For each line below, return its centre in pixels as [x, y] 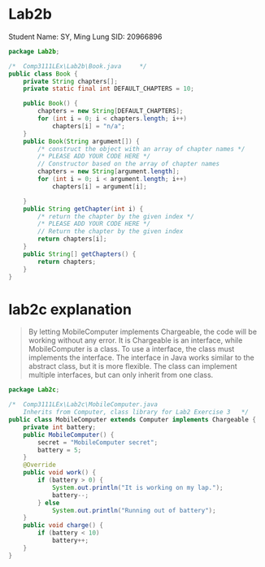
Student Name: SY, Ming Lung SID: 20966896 [85, 37]
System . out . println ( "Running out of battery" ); [134, 510]
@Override [40, 465]
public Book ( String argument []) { [81, 141]
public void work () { [59, 473]
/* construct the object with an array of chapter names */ [141, 149]
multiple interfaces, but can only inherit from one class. [121, 375]
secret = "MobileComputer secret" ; [98, 442]
